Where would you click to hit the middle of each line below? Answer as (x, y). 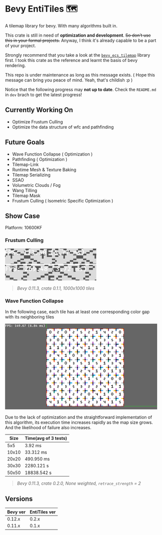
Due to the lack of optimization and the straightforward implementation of (79, 417)
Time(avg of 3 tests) (46, 438)
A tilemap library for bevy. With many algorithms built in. (61, 26)
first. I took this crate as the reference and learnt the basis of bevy (71, 60)
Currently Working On (39, 110)
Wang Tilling (25, 190)
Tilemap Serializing (31, 175)
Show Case (23, 216)
